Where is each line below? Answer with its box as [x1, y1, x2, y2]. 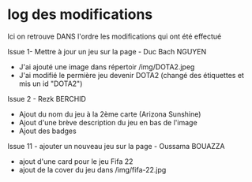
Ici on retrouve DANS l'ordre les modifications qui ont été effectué [7, 32, 222, 41]
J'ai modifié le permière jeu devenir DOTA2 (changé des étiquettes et [18, 70, 244, 80]
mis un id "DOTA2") [18, 79, 83, 88]
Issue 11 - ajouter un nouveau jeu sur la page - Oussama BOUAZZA [7, 141, 225, 150]
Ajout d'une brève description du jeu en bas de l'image [18, 117, 198, 127]
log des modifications [7, 6, 153, 24]
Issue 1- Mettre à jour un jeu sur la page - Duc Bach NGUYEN [7, 46, 207, 56]
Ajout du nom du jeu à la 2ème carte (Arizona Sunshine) [18, 109, 201, 119]
